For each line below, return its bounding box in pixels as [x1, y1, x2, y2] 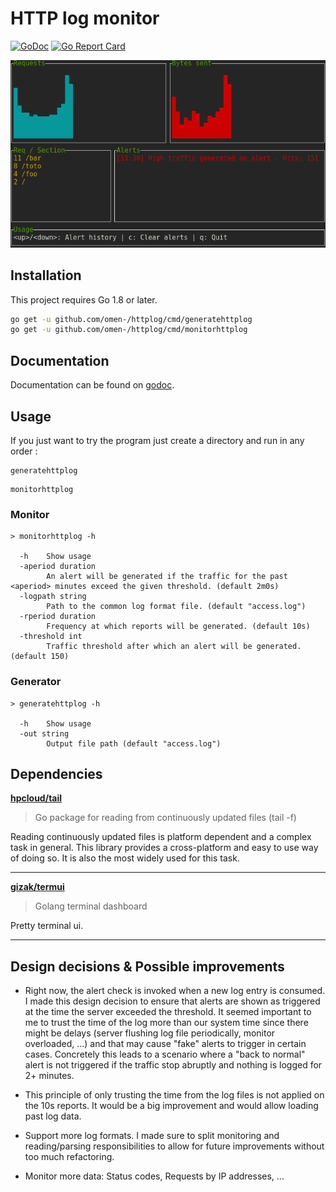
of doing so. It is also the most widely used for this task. [10, 852, 240, 864]
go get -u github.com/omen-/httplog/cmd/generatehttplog [10, 314, 253, 324]
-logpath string [19, 592, 87, 602]
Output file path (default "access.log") [46, 738, 222, 749]
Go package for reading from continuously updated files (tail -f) [34, 812, 297, 824]
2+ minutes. [24, 1070, 75, 1082]
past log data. [24, 1110, 82, 1122]
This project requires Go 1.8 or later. [10, 293, 158, 306]
